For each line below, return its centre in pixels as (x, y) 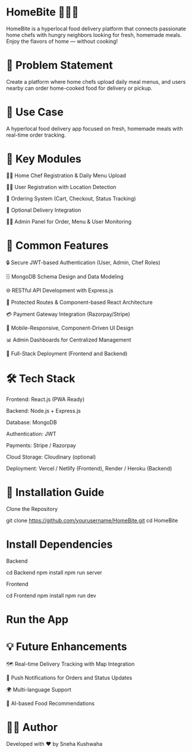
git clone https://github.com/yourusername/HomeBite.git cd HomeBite (92, 520)
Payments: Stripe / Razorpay (41, 445)
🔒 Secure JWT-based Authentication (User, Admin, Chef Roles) (83, 262)
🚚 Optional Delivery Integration (44, 210)
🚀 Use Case (35, 112)
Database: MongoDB (32, 422)
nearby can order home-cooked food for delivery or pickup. (79, 88)
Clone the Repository (32, 509)
